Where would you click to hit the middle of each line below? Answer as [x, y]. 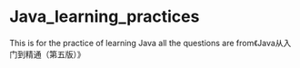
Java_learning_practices [105, 17]
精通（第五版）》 [55, 54]
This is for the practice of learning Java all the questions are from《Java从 [146, 43]
